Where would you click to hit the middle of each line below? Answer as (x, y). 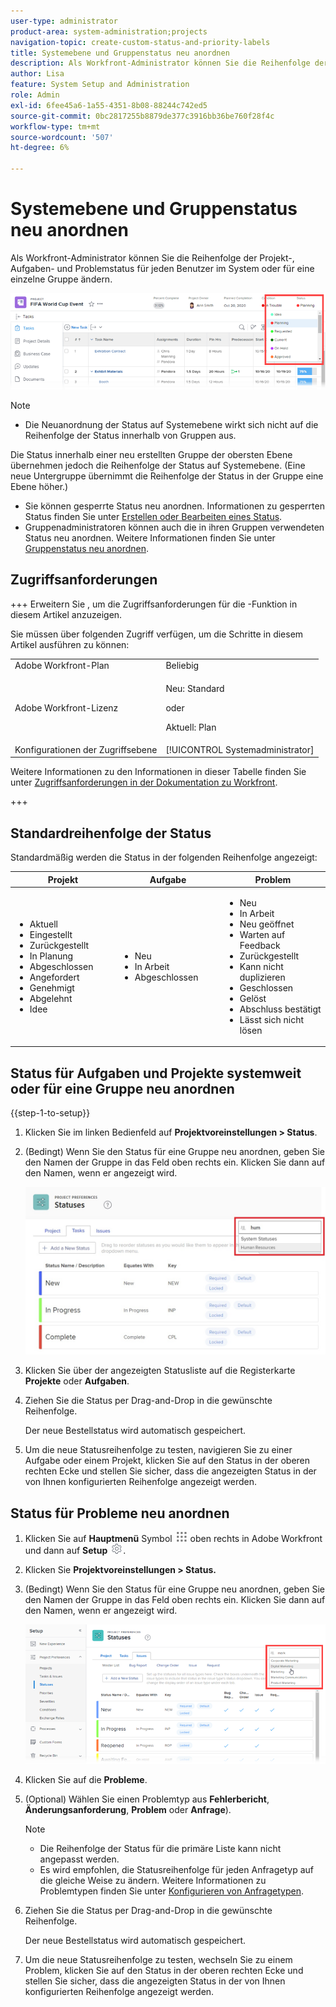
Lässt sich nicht (272, 1019)
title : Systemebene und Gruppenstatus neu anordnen (120, 53)
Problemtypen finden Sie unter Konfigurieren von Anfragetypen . (171, 1891)
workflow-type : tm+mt (55, 126)
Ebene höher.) (39, 486)
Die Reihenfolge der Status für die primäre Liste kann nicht (160, 1848)
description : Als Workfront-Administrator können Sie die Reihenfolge (160, 63)
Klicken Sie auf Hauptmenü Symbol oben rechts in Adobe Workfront (173, 1539)
